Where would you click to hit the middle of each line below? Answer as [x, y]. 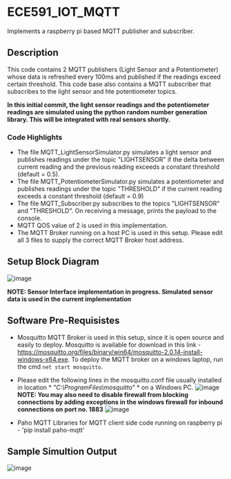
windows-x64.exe [42, 359]
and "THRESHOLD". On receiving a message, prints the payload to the [117, 211]
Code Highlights [35, 137]
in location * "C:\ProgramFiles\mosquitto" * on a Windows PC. [105, 387]
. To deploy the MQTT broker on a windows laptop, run [145, 359]
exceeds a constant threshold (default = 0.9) [80, 196]
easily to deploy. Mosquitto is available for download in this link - [109, 345]
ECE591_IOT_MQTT [64, 12]
